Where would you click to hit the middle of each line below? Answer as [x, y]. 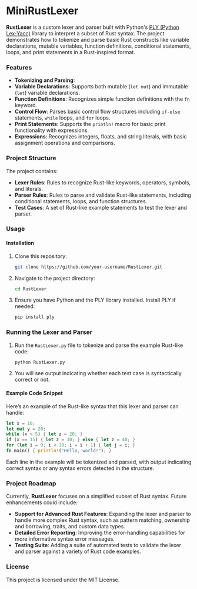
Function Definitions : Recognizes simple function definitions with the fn [102, 99]
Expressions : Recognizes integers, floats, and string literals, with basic [101, 137]
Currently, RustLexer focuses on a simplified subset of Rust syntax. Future [96, 497]
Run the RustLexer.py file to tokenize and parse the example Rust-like [99, 345]
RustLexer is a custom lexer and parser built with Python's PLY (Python [93, 27]
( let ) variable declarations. [47, 93]
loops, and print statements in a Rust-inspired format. [71, 52]
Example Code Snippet [34, 393]
